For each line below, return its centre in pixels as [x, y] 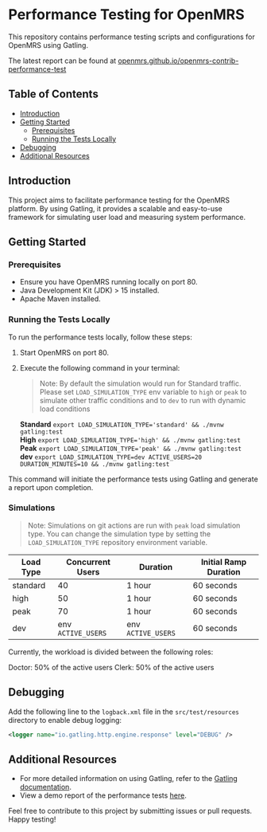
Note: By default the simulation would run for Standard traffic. [140, 383]
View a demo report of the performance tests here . [103, 795]
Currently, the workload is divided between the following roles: [111, 652]
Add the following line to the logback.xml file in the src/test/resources [124, 712]
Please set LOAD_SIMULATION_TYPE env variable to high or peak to [143, 391]
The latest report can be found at [62, 61]
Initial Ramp [224, 562]
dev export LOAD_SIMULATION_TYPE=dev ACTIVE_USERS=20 [111, 457]
